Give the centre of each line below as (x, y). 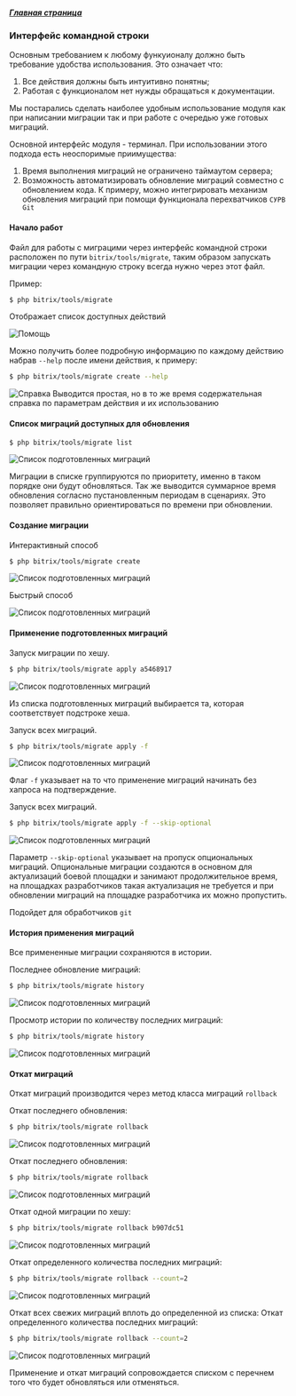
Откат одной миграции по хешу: (70, 1212)
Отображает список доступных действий (88, 316)
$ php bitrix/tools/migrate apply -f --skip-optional (111, 823)
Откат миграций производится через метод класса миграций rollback (143, 1094)
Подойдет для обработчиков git (71, 913)
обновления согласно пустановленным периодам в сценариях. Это (137, 495)
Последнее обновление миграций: (75, 969)
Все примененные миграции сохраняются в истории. (111, 953)
